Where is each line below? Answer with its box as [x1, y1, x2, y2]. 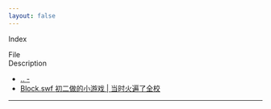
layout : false [8, 11, 56, 20]
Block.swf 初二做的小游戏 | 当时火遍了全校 [19, 83, 161, 93]
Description [8, 58, 47, 68]
